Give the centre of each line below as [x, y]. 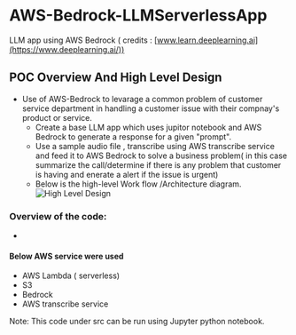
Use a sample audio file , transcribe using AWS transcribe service [155, 146]
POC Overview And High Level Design [116, 78]
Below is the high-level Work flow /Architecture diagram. [138, 184]
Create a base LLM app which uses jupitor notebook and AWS [148, 127]
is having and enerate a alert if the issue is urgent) [127, 174]
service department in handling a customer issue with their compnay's [151, 108]
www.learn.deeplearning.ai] [207, 40]
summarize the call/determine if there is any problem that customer [158, 164]
